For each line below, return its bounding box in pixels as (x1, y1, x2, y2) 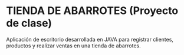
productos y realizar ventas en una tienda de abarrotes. (6, 42, 142, 49)
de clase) (6, 16, 52, 30)
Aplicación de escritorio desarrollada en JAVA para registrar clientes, (6, 36, 174, 43)
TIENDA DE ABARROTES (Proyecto (6, 4, 179, 18)
